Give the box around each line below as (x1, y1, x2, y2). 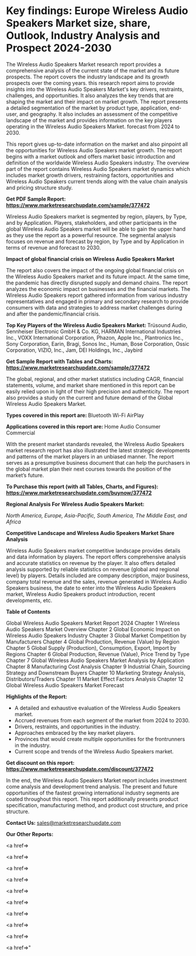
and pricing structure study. (6, 184, 73, 191)
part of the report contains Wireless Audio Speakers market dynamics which (6, 165, 190, 172)
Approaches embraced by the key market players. (14, 729, 136, 736)
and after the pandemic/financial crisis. (6, 310, 101, 317)
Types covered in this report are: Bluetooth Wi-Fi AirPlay (6, 412, 145, 419)
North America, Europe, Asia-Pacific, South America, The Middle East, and (6, 512, 187, 519)
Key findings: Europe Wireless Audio (6, 4, 188, 18)
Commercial (6, 429, 35, 436)
